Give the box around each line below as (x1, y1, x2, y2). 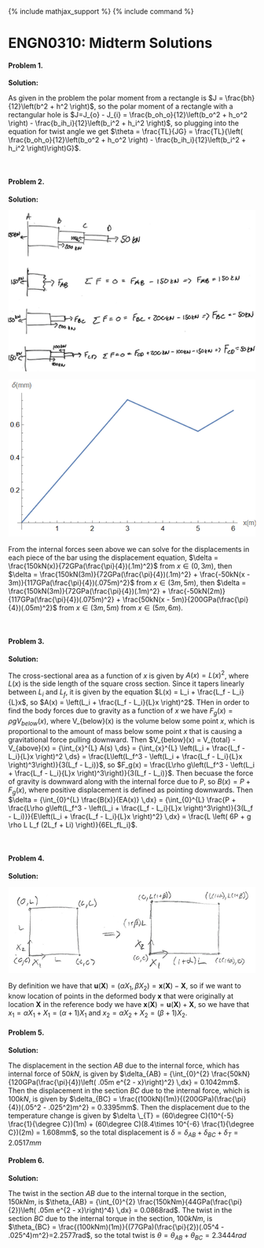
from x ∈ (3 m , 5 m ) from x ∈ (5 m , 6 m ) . (58, 603, 183, 613)
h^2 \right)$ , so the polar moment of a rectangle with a (56, 102, 233, 111)
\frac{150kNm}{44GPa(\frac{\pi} (137, 1197, 243, 1206)
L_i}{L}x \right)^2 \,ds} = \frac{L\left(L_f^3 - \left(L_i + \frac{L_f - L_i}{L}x (8, 751, 243, 761)
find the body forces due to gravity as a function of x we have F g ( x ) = (8, 706, 233, 717)
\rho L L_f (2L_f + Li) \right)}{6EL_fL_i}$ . (8, 820, 138, 830)
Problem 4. (8, 854, 45, 863)
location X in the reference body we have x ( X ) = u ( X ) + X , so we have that (8, 999, 250, 1009)
